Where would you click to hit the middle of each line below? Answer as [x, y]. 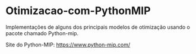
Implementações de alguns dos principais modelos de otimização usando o [98, 27]
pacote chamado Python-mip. [42, 33]
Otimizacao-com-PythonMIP [78, 11]
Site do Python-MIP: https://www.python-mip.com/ [68, 45]
